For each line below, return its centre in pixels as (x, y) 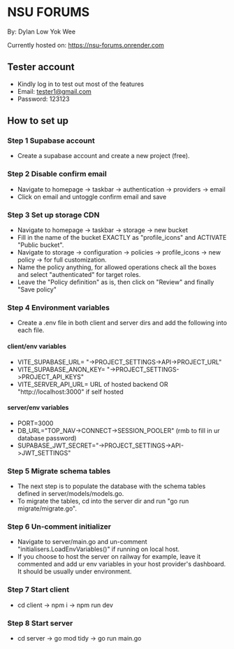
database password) (47, 438)
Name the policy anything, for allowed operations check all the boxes (117, 267)
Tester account (41, 67)
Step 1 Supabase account (51, 141)
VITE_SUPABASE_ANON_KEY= (61, 369)
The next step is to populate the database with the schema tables (111, 486)
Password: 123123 (43, 99)
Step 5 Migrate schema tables (59, 471)
